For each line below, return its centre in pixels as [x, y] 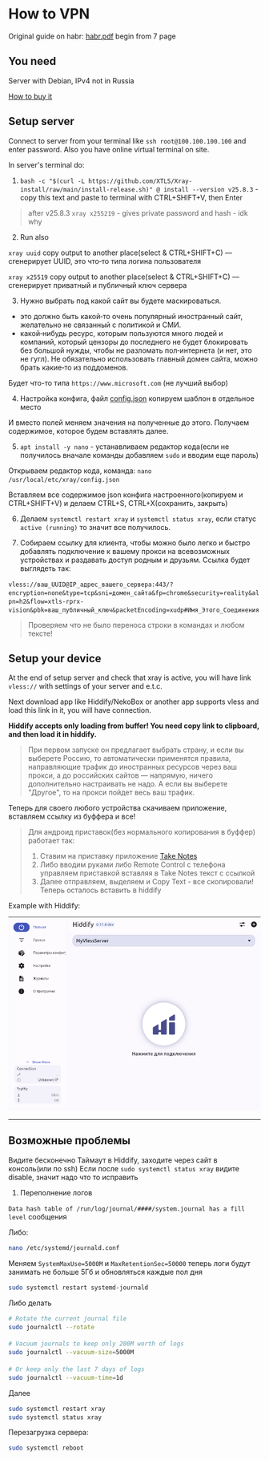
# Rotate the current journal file [68, 1318]
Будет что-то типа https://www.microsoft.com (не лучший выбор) [118, 382]
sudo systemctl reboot [46, 1448]
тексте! [40, 633]
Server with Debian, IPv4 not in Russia [71, 80]
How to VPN [49, 14]
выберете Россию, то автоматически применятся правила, [129, 758]
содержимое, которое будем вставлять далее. [88, 431]
